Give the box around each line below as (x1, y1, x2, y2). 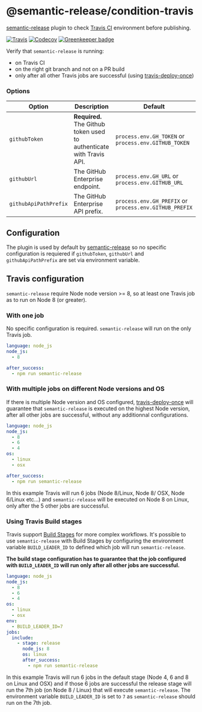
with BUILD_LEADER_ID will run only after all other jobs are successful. (6, 561, 180, 569)
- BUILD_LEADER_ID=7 (11, 624, 63, 630)
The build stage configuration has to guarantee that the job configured (6, 555, 186, 562)
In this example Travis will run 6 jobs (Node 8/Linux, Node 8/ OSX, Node (6, 489, 185, 497)
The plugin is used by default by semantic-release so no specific (6, 244, 167, 251)
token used (73, 127, 105, 136)
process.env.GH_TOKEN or (115, 132, 185, 141)
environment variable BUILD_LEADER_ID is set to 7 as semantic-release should (6, 693, 195, 700)
